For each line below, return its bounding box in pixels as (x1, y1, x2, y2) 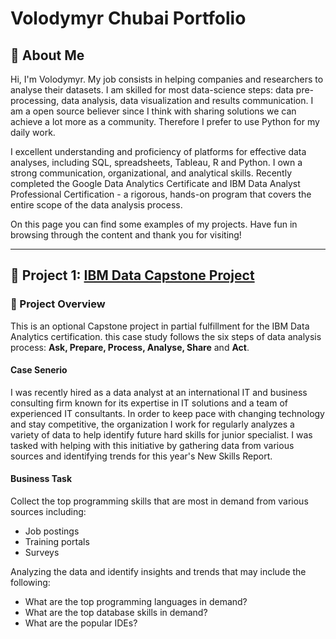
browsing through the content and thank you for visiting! (10, 229, 242, 241)
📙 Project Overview (10, 297, 106, 311)
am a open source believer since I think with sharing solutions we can (10, 105, 297, 117)
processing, (10, 95, 60, 106)
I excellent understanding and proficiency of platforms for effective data (10, 146, 307, 157)
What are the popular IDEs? (24, 617, 138, 629)
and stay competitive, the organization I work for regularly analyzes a (10, 418, 295, 430)
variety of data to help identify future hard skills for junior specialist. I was (10, 428, 313, 441)
